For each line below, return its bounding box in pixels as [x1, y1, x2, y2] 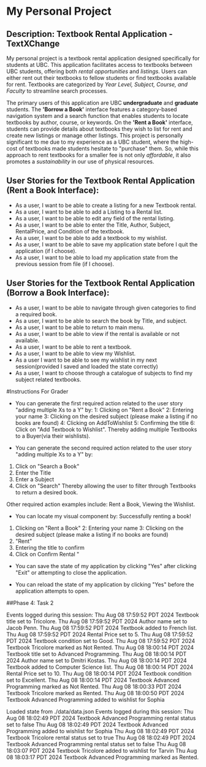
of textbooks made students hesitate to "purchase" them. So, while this [18, 145, 199, 152]
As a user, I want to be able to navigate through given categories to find [15, 304, 196, 311]
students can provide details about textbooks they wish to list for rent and [6, 125, 193, 133]
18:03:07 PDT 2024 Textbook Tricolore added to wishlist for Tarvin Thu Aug [6, 747, 197, 754]
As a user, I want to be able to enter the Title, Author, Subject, [15, 221, 171, 228]
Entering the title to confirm [15, 543, 85, 551]
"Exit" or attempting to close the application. [15, 569, 128, 576]
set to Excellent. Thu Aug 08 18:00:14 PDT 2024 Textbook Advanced [6, 676, 180, 683]
